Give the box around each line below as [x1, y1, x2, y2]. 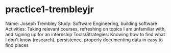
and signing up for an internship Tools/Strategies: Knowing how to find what [5, 31, 165, 37]
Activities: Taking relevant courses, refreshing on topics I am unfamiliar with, [5, 25, 166, 32]
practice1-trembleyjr [5, 4, 94, 15]
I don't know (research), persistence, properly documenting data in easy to [5, 37, 163, 43]
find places [5, 42, 29, 48]
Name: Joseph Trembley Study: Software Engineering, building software [5, 20, 157, 26]
